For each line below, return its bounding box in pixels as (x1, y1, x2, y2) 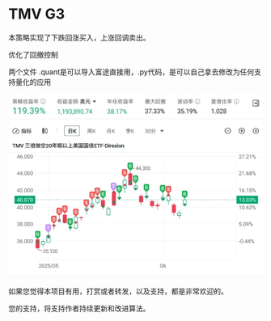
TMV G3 (8, 5, 66, 23)
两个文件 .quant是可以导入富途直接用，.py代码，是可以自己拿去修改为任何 (8, 66, 255, 77)
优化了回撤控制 (8, 49, 58, 59)
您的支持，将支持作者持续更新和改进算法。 (8, 303, 150, 313)
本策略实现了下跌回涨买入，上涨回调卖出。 (8, 32, 150, 42)
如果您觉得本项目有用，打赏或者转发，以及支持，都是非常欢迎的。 (8, 286, 228, 296)
